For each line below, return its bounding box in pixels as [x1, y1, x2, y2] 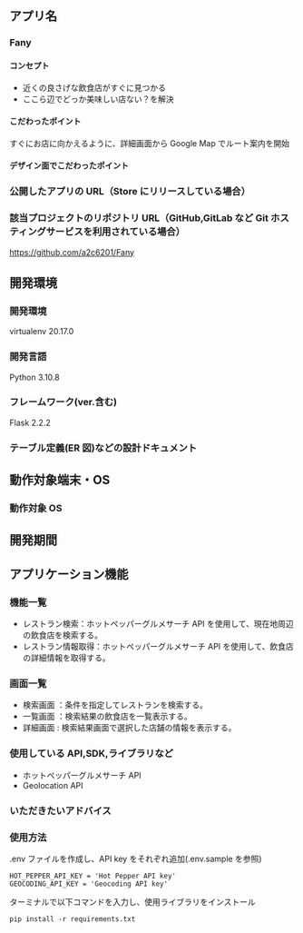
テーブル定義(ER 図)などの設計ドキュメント [9, 442, 198, 454]
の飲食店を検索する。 [22, 630, 103, 640]
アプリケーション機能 [9, 566, 129, 581]
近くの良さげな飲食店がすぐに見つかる [22, 82, 166, 93]
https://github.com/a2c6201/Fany [9, 246, 134, 257]
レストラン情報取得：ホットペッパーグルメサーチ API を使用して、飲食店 [22, 641, 294, 652]
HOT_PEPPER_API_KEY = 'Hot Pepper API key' [9, 871, 177, 880]
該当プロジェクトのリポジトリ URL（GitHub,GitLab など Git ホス [9, 212, 290, 224]
